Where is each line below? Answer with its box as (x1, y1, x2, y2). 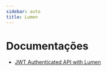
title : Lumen (6, 14, 38, 20)
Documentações (6, 39, 89, 53)
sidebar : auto (6, 8, 41, 15)
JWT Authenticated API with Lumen (14, 59, 101, 66)
